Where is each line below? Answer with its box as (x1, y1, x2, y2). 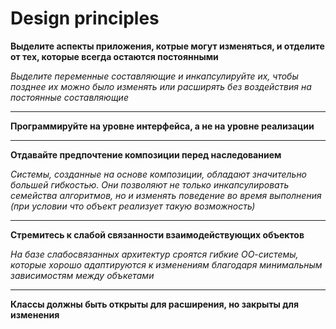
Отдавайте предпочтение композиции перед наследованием (10, 148, 282, 161)
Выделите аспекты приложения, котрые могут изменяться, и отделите (10, 40, 325, 52)
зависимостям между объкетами (10, 269, 155, 281)
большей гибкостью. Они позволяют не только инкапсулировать (10, 178, 290, 191)
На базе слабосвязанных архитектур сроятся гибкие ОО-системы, (10, 248, 299, 260)
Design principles (10, 7, 160, 30)
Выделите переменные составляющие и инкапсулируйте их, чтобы (10, 70, 299, 82)
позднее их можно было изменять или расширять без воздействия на (10, 80, 312, 92)
